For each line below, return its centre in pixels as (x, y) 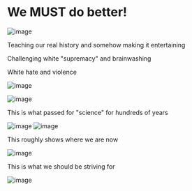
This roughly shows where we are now (63, 139)
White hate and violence (42, 72)
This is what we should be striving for (61, 166)
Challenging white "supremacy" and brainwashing (79, 58)
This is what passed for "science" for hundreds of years (88, 112)
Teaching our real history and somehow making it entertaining (96, 45)
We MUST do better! (67, 12)
